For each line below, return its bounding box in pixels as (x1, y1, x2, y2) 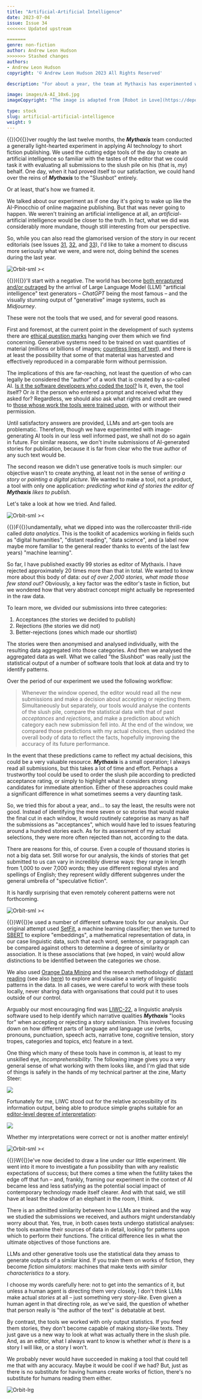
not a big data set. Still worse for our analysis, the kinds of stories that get (7, 852, 189, 859)
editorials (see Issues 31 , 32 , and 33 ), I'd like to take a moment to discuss (7, 241, 188, 248)
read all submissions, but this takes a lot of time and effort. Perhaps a (7, 764, 178, 772)
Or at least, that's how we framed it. (7, 186, 95, 193)
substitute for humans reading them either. (7, 1374, 112, 1382)
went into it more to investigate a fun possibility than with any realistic (7, 1163, 179, 1170)
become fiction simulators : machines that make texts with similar (7, 1263, 167, 1270)
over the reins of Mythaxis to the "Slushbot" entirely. (7, 174, 138, 181)
